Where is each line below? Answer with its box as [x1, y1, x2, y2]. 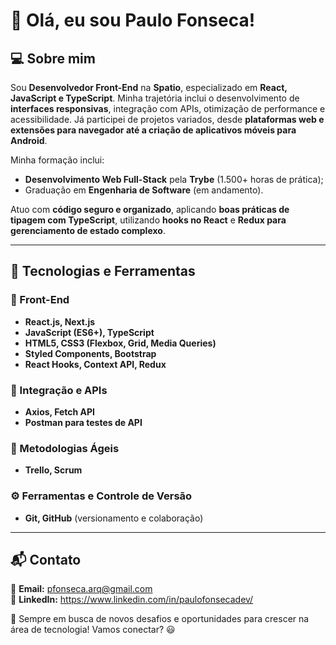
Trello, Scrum [24, 464, 83, 476]
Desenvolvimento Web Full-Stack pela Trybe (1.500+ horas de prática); [24, 174, 324, 185]
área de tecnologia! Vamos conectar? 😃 [10, 624, 176, 636]
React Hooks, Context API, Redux [24, 358, 167, 370]
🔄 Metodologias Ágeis [10, 441, 120, 455]
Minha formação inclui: [10, 154, 105, 166]
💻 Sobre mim [10, 50, 96, 67]
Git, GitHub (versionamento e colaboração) [24, 512, 204, 524]
